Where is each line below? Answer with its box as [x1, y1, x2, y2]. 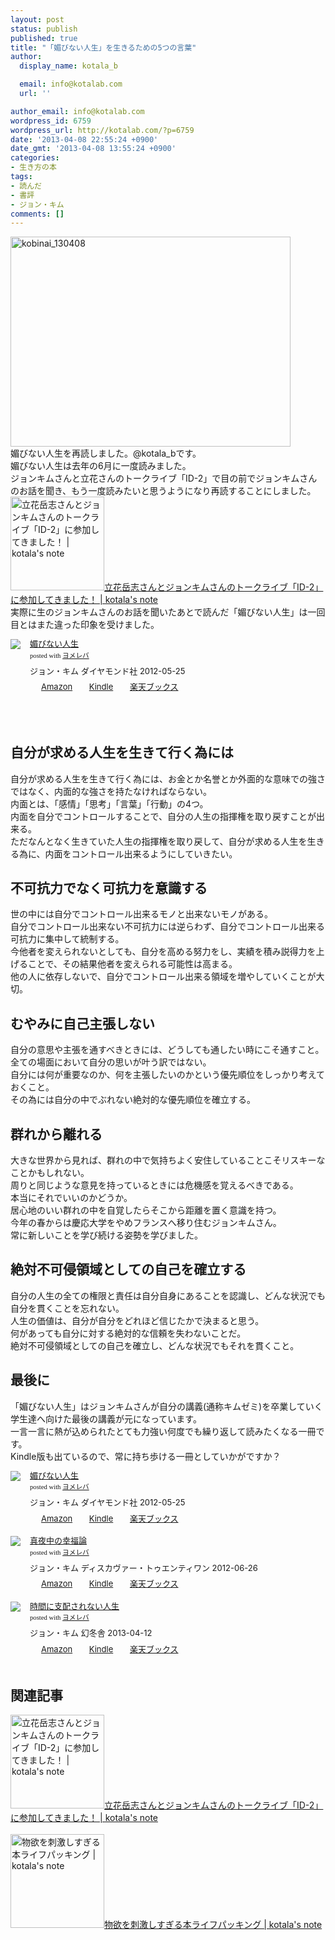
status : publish [10, 24, 78, 34]
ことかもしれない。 [10, 1167, 90, 1179]
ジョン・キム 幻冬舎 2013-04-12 [29, 1627, 153, 1639]
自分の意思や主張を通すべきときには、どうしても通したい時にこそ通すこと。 [10, 1044, 325, 1056]
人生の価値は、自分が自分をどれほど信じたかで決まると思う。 [10, 1314, 265, 1326]
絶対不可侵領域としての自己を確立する [10, 1261, 247, 1278]
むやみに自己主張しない [10, 1015, 155, 1032]
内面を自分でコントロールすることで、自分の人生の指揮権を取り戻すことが [10, 810, 317, 822]
